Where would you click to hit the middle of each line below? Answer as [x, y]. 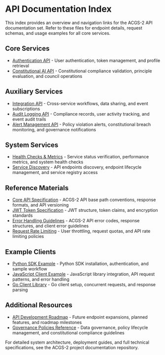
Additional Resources [39, 305]
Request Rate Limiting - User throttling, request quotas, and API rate [81, 231]
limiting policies [28, 237]
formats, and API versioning [40, 205]
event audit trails [29, 119]
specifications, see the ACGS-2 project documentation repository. [72, 347]
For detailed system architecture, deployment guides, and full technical [77, 342]
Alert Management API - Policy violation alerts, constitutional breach [82, 124]
